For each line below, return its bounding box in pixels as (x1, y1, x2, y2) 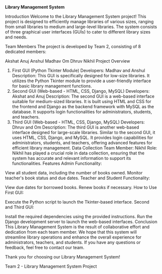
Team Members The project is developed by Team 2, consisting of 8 (5, 44, 141, 49)
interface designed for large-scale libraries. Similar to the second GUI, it (12, 130, 156, 135)
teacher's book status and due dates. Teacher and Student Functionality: (5, 175, 150, 181)
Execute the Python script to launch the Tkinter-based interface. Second (5, 199, 150, 205)
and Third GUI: (5, 204, 34, 210)
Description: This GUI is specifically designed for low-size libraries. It (12, 73, 150, 78)
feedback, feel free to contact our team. (5, 245, 85, 250)
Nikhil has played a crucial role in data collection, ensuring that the (12, 150, 145, 156)
